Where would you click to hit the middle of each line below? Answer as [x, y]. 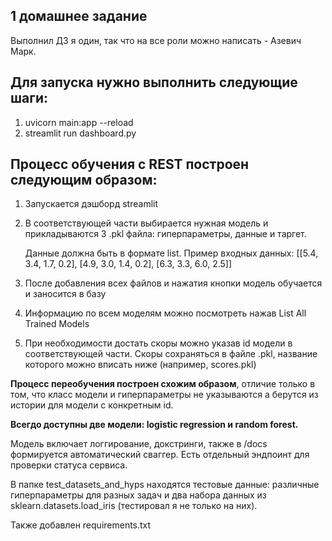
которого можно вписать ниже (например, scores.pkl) [140, 365]
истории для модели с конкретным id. [92, 405]
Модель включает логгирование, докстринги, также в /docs [139, 444]
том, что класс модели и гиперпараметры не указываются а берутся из [164, 395]
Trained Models [57, 324]
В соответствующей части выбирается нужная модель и [146, 223]
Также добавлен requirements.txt [81, 525]
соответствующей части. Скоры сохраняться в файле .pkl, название [171, 354]
